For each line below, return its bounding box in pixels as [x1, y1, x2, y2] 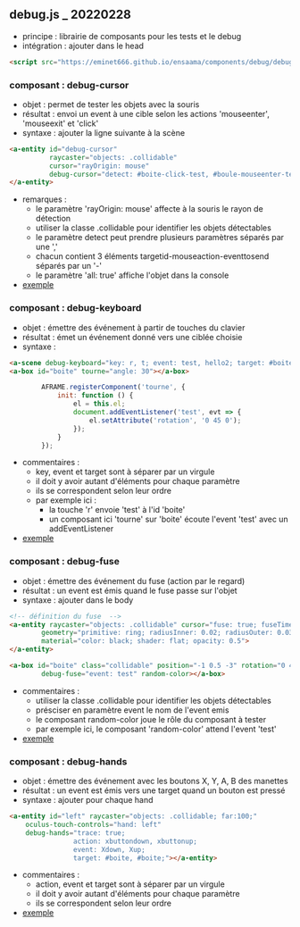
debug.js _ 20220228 [9, 7, 131, 22]
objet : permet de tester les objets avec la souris [21, 98, 200, 110]
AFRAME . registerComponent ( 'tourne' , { [41, 383, 186, 392]
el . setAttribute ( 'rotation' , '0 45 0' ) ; [88, 415, 242, 425]
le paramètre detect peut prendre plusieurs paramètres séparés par [35, 232, 284, 243]
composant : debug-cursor [9, 79, 129, 91]
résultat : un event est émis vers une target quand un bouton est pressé [21, 785, 286, 796]
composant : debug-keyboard [9, 302, 142, 314]
